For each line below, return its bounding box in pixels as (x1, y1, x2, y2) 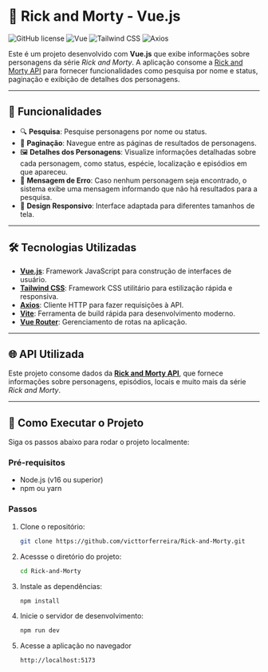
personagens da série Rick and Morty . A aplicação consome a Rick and (8, 57, 243, 67)
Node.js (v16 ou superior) (19, 475, 104, 485)
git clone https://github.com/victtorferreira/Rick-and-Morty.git (19, 537, 246, 545)
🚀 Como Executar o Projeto (8, 416, 144, 430)
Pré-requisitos (8, 458, 65, 469)
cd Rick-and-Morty (19, 567, 81, 575)
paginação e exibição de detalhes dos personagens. (8, 74, 181, 84)
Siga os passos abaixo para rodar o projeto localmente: (8, 438, 190, 447)
